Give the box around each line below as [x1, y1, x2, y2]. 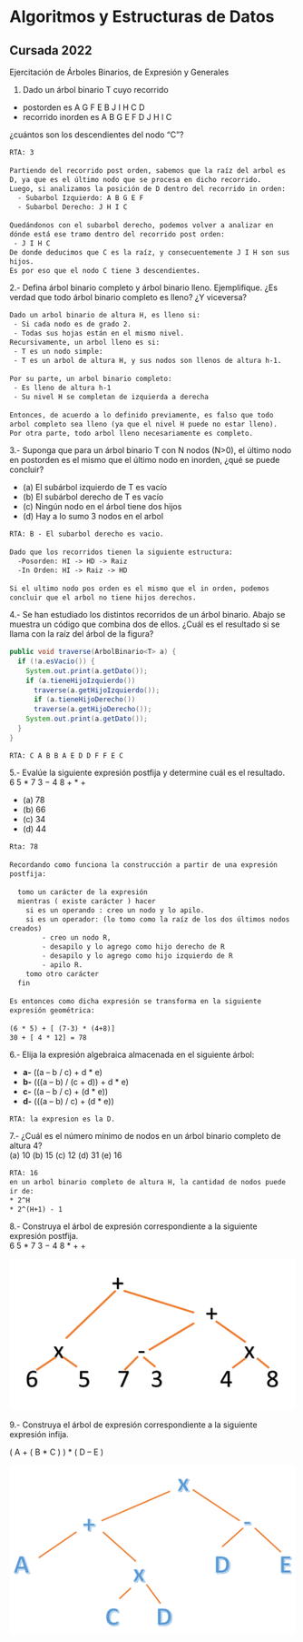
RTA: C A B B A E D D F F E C [9, 750, 124, 761]
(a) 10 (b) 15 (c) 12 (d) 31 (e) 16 [9, 1149, 122, 1161]
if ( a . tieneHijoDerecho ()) [33, 695, 136, 704]
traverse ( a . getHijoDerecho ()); [33, 705, 152, 714]
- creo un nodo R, [42, 932, 112, 942]
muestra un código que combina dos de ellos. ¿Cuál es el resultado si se [9, 619, 280, 630]
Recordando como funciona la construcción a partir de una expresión [9, 860, 279, 870]
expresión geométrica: [9, 1005, 95, 1015]
